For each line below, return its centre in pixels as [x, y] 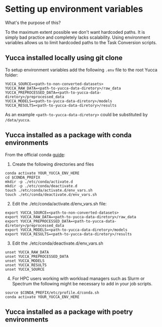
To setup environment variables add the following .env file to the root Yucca [81, 70]
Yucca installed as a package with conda [68, 135]
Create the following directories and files [53, 164]
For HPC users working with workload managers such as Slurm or [78, 278]
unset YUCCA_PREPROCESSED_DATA [37, 256]
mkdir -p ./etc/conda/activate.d [39, 182]
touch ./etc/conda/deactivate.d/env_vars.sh [51, 195]
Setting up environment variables [74, 9]
